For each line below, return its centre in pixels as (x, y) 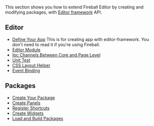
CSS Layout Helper (31, 65)
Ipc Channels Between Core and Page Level (56, 55)
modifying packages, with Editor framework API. (54, 12)
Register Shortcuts (31, 108)
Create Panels (26, 103)
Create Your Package (33, 98)
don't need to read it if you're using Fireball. (56, 44)
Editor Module (26, 50)
